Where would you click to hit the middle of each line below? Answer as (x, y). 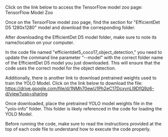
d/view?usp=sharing (26, 94)
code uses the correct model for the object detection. (61, 68)
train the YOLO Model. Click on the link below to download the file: (74, 83)
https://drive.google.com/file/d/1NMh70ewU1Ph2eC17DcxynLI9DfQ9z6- (80, 88)
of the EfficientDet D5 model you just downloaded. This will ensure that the (83, 63)
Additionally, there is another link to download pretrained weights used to (81, 78)
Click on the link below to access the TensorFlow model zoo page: (74, 7)
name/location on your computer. (40, 42)
